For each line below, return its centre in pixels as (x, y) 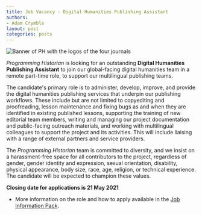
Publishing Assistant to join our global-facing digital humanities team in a (98, 69)
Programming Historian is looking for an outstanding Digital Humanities (96, 63)
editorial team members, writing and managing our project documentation (98, 120)
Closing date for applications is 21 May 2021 (62, 188)
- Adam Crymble (25, 23)
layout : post (23, 29)
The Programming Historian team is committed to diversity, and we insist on (100, 151)
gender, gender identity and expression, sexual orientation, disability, (92, 163)
